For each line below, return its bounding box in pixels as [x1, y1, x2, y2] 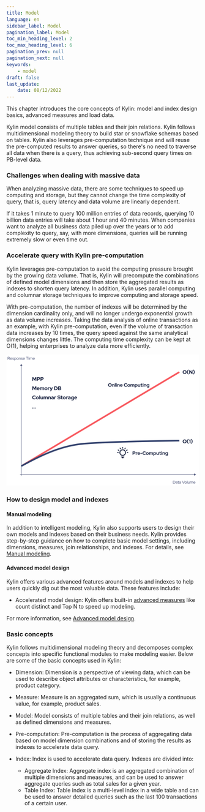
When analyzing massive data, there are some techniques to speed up [6, 185, 184, 192]
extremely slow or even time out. [6, 236, 89, 243]
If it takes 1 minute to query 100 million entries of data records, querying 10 [6, 210, 195, 217]
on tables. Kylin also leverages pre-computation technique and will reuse [6, 137, 190, 144]
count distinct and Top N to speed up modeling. [15, 603, 136, 610]
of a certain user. [24, 799, 67, 806]
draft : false [6, 74, 40, 81]
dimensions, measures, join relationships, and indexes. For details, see [6, 544, 184, 551]
